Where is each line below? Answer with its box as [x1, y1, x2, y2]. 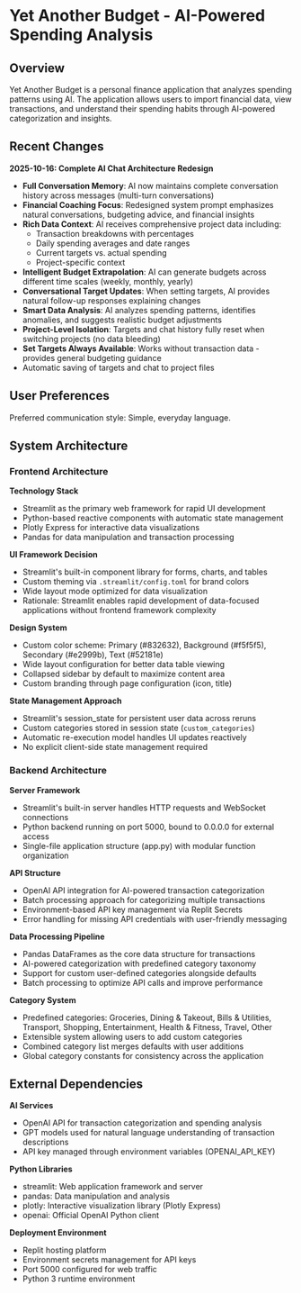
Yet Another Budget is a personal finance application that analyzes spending [9, 85, 292, 95]
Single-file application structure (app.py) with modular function [22, 840, 256, 851]
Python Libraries [9, 1163, 74, 1175]
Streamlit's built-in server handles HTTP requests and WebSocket [22, 802, 267, 813]
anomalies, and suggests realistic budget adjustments [22, 314, 223, 325]
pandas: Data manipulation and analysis [22, 1190, 171, 1202]
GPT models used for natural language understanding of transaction [22, 1127, 276, 1138]
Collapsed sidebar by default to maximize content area [22, 668, 226, 680]
